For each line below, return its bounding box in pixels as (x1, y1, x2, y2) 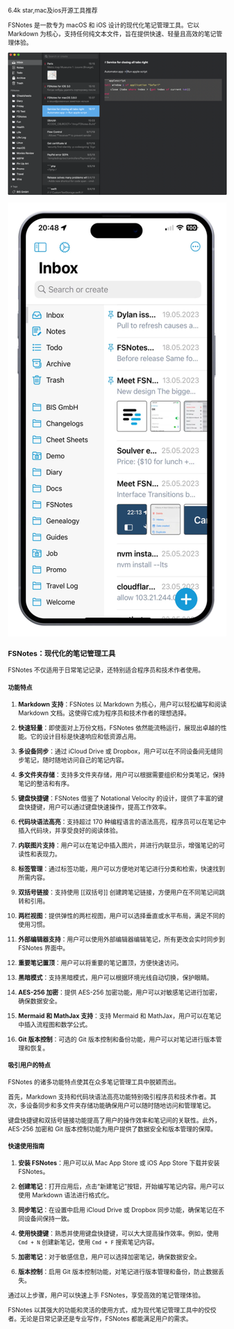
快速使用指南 (8, 1142, 44, 1150)
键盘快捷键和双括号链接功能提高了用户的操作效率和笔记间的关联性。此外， (8, 1116, 221, 1124)
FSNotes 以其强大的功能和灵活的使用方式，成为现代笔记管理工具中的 (8, 1305, 205, 1314)
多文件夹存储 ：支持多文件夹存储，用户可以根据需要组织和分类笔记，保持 (17, 770, 225, 778)
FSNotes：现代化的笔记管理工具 (8, 648, 116, 658)
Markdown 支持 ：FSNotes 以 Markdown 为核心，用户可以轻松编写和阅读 (17, 700, 227, 708)
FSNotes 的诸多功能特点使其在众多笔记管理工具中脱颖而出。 (8, 1078, 181, 1086)
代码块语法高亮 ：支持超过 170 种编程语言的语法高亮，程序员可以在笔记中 (17, 817, 226, 826)
